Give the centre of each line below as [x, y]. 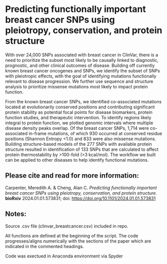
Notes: [16, 214]
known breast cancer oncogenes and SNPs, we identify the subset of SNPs [83, 70]
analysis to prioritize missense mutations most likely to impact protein [77, 86]
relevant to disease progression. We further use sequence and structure [79, 81]
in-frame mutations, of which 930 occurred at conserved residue [95, 133]
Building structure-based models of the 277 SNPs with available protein [79, 144]
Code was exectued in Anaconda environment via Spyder [64, 256]
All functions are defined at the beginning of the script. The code [72, 236]
